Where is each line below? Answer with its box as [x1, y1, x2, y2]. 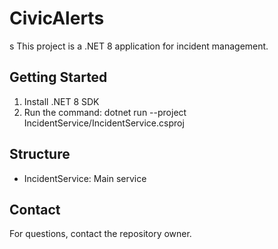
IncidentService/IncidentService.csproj [23, 117, 185, 129]
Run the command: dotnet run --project [23, 106, 187, 118]
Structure [9, 146, 71, 163]
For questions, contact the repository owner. [9, 228, 192, 240]
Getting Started [9, 69, 108, 86]
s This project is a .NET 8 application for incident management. [9, 40, 269, 52]
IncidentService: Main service [23, 172, 147, 184]
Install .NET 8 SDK [23, 95, 100, 107]
